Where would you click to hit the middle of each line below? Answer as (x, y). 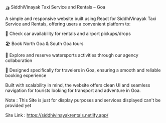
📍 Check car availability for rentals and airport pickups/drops (68, 33)
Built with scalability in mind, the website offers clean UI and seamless (78, 85)
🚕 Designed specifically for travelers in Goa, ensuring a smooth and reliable (83, 70)
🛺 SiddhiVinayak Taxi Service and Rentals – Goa (55, 7)
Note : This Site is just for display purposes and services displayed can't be (83, 100)
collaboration (19, 60)
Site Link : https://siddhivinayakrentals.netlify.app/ (57, 115)
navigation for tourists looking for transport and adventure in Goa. (73, 90)
